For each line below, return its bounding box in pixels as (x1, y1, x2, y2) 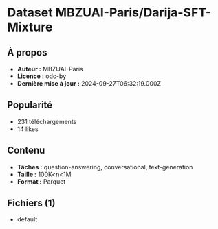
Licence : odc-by (17, 72, 67, 80)
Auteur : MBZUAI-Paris (17, 65, 84, 73)
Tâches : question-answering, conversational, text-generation (17, 162, 193, 171)
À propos (7, 47, 47, 58)
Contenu (7, 145, 45, 156)
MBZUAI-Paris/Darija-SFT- (55, 5, 212, 21)
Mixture (7, 19, 53, 35)
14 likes (17, 125, 39, 133)
